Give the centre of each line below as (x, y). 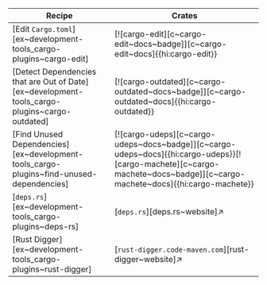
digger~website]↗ (148, 259)
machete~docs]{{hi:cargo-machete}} (184, 184)
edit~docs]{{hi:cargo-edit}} (166, 54)
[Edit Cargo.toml (43, 29)
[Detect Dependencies (54, 72)
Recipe (60, 15)
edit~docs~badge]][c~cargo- (170, 44)
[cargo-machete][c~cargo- (167, 164)
